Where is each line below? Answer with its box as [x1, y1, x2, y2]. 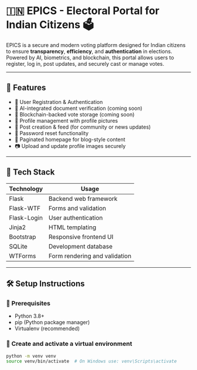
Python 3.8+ [14, 312, 45, 319]
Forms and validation [49, 204, 107, 212]
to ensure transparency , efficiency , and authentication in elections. [6, 48, 172, 55]
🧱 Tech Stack [6, 167, 55, 177]
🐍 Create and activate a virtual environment [6, 339, 133, 348]
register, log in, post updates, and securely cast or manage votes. [6, 60, 165, 67]
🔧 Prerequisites [6, 299, 51, 307]
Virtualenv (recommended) [14, 325, 80, 332]
